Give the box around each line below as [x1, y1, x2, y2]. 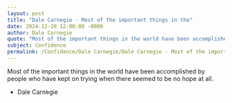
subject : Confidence [7, 42, 67, 49]
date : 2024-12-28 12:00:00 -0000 [7, 23, 104, 30]
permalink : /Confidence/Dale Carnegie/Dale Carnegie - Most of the [7, 49, 206, 56]
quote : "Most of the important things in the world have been [7, 36, 190, 43]
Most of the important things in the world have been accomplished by [7, 67, 205, 76]
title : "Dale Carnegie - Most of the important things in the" [7, 16, 193, 23]
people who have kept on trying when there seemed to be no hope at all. [7, 74, 214, 82]
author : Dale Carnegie [7, 29, 72, 36]
